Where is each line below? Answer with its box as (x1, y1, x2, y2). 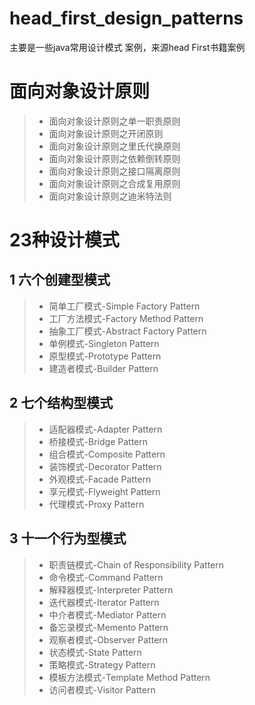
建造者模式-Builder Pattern (48, 362, 159, 374)
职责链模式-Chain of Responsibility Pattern (48, 558, 225, 571)
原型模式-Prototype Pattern (48, 350, 162, 362)
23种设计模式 (9, 229, 120, 252)
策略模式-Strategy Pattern (48, 658, 156, 671)
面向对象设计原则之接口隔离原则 (48, 165, 181, 177)
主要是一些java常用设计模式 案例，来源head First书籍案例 (9, 41, 246, 53)
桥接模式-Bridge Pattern (48, 435, 148, 447)
